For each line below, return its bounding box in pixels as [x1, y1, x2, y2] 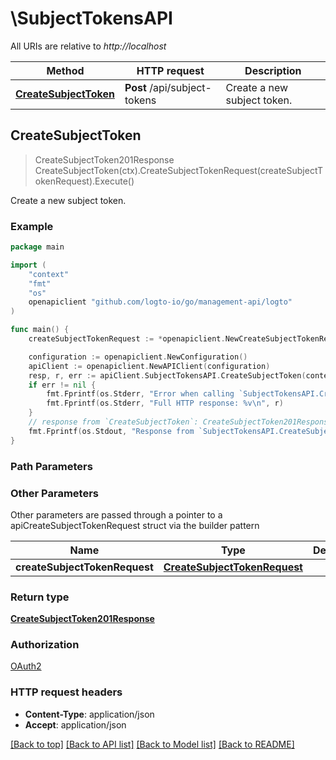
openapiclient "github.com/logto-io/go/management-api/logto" [28, 297, 293, 307]
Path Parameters [10, 459, 93, 473]
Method [46, 63, 85, 77]
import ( [10, 260, 47, 270]
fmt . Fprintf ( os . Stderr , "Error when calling [46, 389, 235, 399]
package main [10, 242, 65, 252]
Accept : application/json [24, 718, 127, 731]
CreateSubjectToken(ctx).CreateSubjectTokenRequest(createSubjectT [34, 164, 324, 176]
